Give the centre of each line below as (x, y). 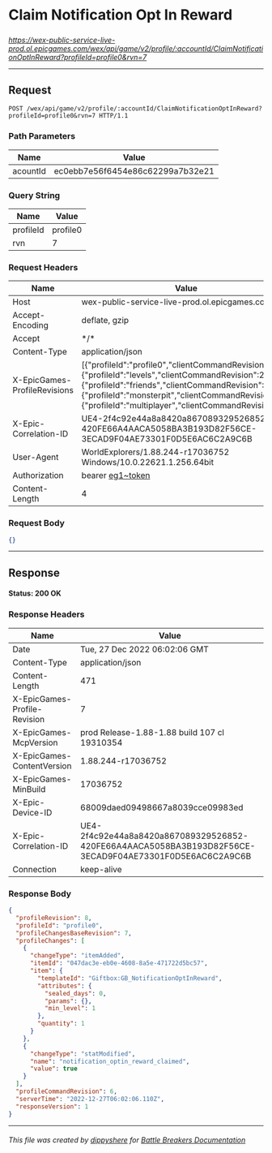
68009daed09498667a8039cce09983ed (162, 807)
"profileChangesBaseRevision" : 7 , (74, 933)
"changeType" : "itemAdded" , (77, 956)
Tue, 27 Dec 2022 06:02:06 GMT (144, 649)
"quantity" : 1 (61, 1024)
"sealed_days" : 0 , (75, 993)
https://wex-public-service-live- (62, 40)
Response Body (40, 893)
